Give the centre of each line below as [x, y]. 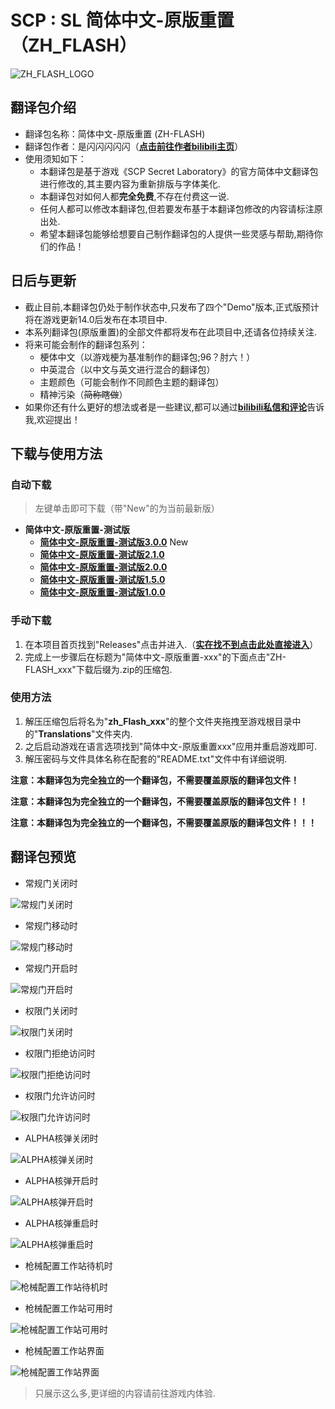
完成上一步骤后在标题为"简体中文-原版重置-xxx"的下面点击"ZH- [155, 657]
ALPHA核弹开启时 [61, 1180]
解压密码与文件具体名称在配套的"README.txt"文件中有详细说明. [156, 758]
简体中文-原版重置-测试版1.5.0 [102, 580]
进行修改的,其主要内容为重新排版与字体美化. [130, 183]
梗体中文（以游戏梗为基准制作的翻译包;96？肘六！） [147, 357]
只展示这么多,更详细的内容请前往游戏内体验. [125, 1393]
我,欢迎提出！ [52, 419]
